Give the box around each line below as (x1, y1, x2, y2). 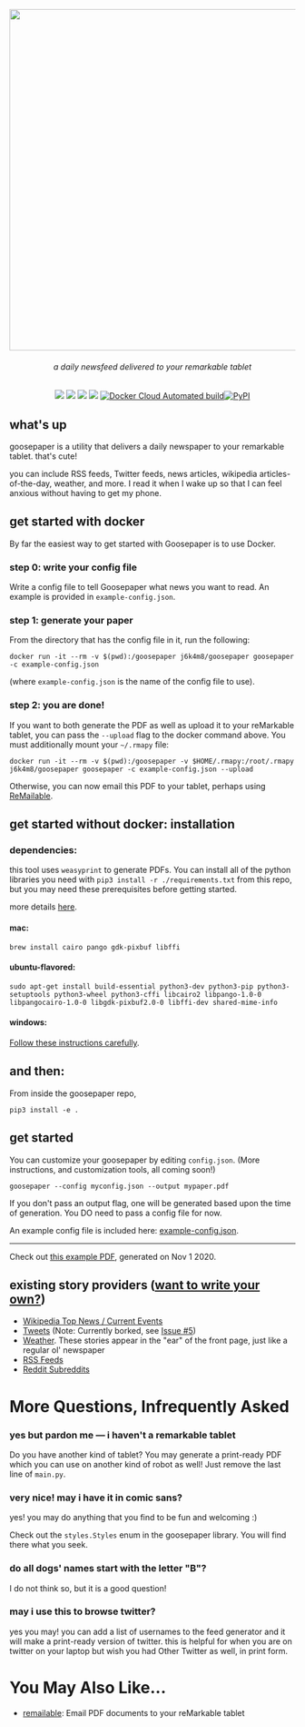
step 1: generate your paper (9, 615, 133, 627)
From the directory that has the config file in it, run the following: (9, 635, 251, 645)
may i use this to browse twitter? (9, 1605, 156, 1618)
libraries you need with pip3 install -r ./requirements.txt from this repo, (9, 874, 292, 885)
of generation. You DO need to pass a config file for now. (9, 1207, 222, 1218)
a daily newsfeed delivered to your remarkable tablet (53, 361, 252, 372)
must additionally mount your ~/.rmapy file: (9, 738, 170, 750)
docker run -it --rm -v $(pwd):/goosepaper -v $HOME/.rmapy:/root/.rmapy (9, 757, 295, 766)
